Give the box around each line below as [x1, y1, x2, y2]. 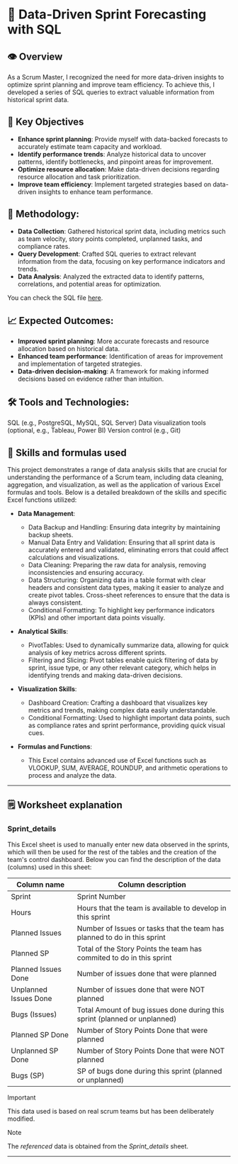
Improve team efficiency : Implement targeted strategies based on [17, 180, 212, 189]
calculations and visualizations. [28, 553, 120, 562]
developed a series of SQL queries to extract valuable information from [7, 88, 215, 96]
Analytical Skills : [17, 627, 69, 636]
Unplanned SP [11, 1046, 59, 1056]
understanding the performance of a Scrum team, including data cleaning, [7, 473, 224, 481]
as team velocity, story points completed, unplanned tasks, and [17, 234, 203, 243]
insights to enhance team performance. [38, 187, 154, 196]
